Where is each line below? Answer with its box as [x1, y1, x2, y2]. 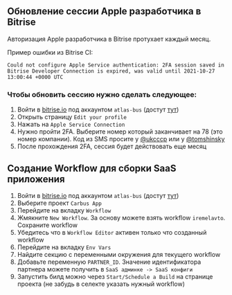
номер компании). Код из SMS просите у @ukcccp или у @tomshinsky [17, 135, 225, 143]
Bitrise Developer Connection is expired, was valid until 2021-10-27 [7, 67, 215, 75]
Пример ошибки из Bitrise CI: [7, 48, 93, 56]
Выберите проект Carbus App [17, 199, 102, 207]
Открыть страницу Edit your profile [17, 113, 127, 121]
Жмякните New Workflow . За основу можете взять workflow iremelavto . [17, 213, 226, 222]
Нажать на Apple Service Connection [17, 120, 125, 129]
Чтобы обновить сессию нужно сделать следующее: [7, 89, 197, 99]
